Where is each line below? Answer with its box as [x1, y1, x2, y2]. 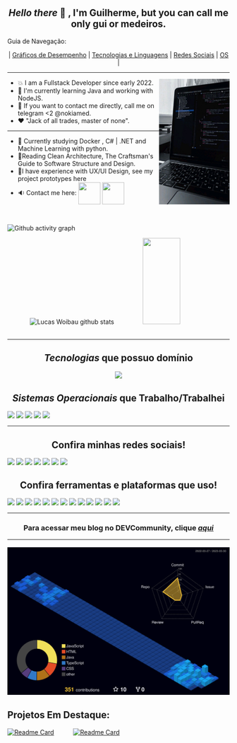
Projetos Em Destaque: [7, 709, 110, 721]
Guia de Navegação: [7, 37, 67, 45]
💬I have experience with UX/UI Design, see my [17, 167, 154, 175]
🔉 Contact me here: [17, 188, 77, 197]
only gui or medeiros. [71, 18, 166, 30]
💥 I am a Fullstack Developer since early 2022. [17, 78, 154, 87]
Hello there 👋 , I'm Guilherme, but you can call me [8, 7, 229, 19]
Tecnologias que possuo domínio [44, 352, 193, 364]
